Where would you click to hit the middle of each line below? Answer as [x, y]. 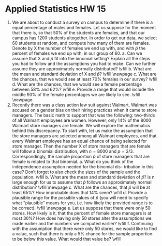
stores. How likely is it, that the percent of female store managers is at [81, 213]
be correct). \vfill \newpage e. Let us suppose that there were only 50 [81, 208]
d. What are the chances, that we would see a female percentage [77, 84]
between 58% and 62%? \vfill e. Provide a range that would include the [83, 89]
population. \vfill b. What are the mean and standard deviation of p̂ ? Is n [83, 177]
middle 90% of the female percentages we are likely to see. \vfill [76, 94]
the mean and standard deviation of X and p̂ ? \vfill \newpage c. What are [84, 74]
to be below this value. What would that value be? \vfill [66, 239]
